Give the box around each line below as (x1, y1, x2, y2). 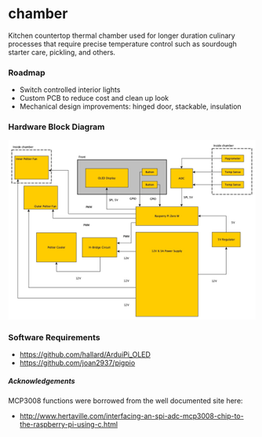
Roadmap (8, 67, 45, 78)
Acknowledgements (8, 376, 76, 386)
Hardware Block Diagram (8, 121, 105, 132)
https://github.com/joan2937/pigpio (19, 358, 136, 368)
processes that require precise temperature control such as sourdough (8, 39, 237, 48)
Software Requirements (8, 331, 100, 343)
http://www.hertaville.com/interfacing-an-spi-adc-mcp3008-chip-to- (19, 411, 245, 420)
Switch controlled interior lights (19, 85, 121, 94)
